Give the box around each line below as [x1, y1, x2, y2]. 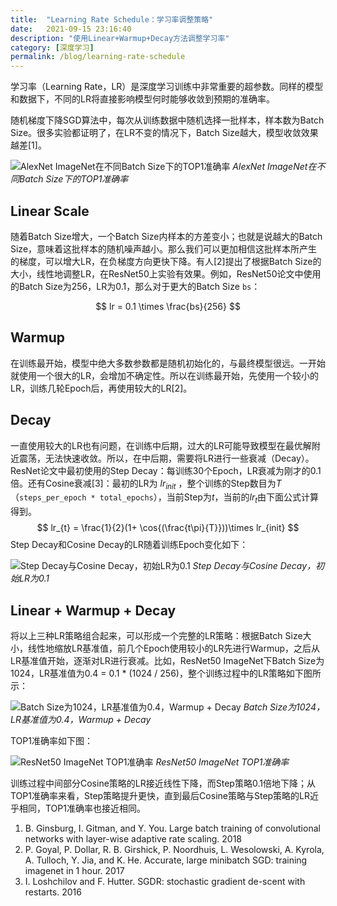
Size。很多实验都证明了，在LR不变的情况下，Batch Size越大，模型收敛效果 [10, 127, 319, 139]
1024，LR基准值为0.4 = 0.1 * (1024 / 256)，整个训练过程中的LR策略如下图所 [10, 667, 322, 679]
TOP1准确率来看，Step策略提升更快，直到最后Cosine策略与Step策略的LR [10, 789, 311, 801]
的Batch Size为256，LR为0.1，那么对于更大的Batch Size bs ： [10, 280, 261, 292]
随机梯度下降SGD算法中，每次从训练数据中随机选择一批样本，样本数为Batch [10, 114, 325, 126]
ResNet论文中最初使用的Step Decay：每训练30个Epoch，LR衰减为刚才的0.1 [10, 464, 322, 476]
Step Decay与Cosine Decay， [192, 560, 317, 572]
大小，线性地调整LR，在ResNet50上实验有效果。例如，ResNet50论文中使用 [10, 267, 322, 280]
